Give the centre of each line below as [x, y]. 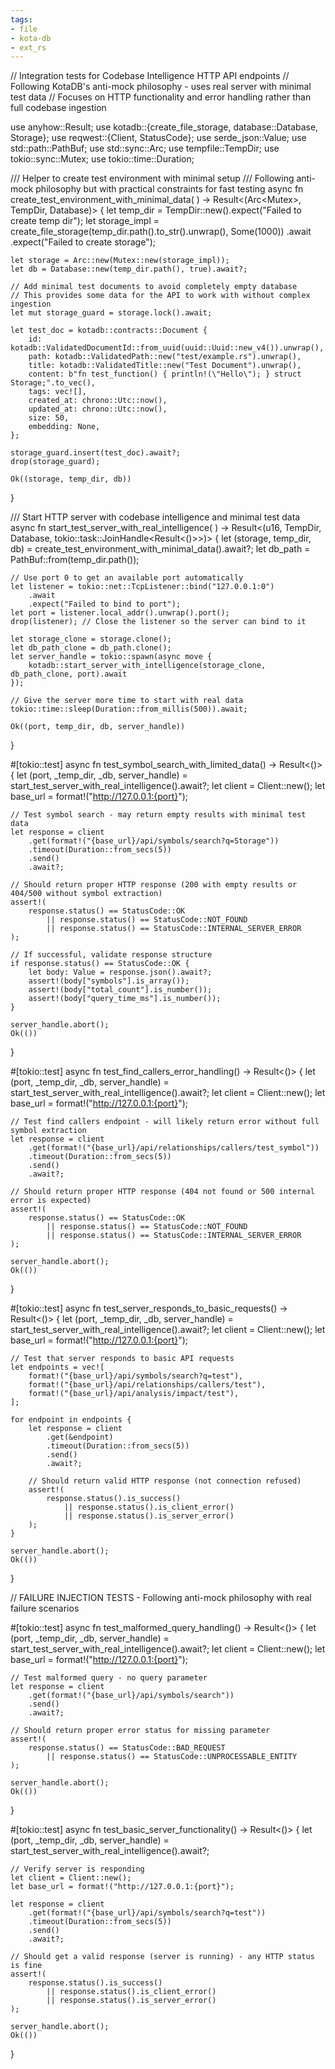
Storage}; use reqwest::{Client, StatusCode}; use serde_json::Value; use [158, 138]
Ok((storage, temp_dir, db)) [71, 479]
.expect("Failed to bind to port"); [105, 604]
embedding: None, [64, 427]
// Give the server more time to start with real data [127, 701]
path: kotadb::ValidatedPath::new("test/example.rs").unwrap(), [165, 357]
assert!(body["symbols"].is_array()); [109, 981]
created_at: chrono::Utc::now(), [98, 401]
